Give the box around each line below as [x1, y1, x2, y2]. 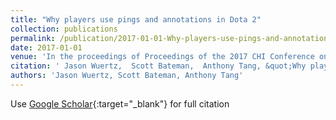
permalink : [10, 33, 56, 43]
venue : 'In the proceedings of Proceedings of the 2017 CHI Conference [10, 52, 315, 62]
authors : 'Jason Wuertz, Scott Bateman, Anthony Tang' [10, 71, 244, 81]
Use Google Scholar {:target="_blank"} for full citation [10, 97, 230, 110]
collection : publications [10, 24, 118, 34]
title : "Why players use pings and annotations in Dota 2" [10, 14, 262, 25]
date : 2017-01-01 [10, 42, 83, 53]
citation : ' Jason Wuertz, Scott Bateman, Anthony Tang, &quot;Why [10, 61, 307, 71]
